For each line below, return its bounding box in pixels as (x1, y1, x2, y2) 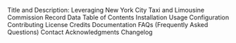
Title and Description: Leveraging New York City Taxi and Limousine (7, 6, 205, 14)
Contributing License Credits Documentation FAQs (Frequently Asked (7, 21, 209, 28)
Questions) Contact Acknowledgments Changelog (7, 28, 153, 36)
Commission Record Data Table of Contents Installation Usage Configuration (7, 13, 230, 21)
